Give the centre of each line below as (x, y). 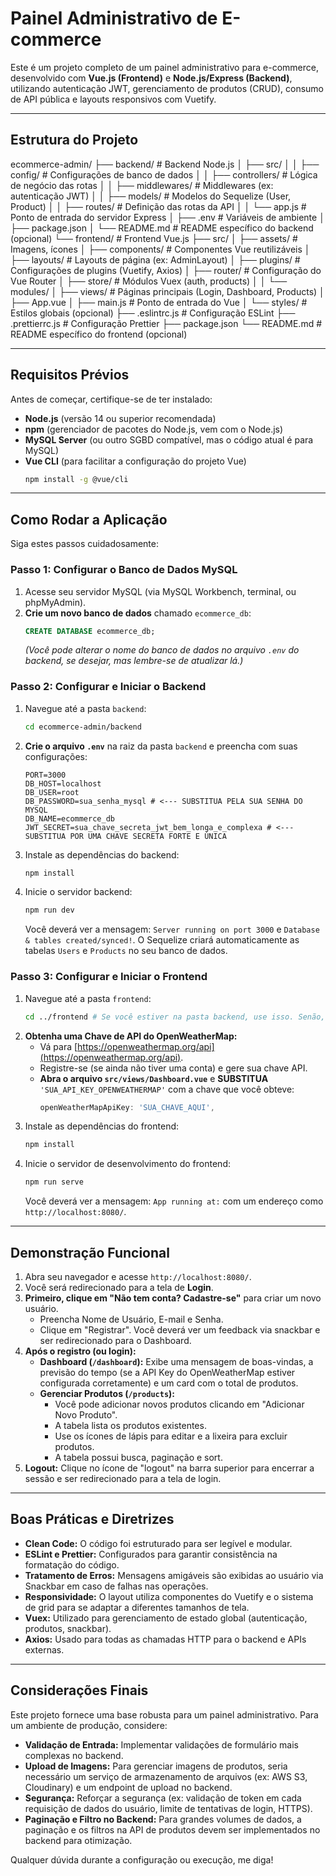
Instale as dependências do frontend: (102, 1126)
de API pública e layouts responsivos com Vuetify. (113, 99)
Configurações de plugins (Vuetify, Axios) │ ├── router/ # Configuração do (166, 270)
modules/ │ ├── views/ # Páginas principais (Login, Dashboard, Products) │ (167, 291)
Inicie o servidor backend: (78, 892)
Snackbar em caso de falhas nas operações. (116, 1586)
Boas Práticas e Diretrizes (92, 1519)
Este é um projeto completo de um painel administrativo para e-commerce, (164, 67)
